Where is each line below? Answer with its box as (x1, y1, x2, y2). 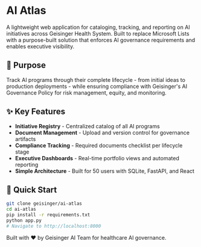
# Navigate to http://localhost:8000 (6, 223, 101, 229)
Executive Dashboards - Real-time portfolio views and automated (14, 154, 179, 161)
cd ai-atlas (6, 206, 36, 213)
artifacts (14, 135, 36, 142)
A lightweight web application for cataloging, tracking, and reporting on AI (6, 23, 190, 31)
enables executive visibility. (6, 43, 74, 50)
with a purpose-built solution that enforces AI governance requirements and (6, 36, 196, 43)
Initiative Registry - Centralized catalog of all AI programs (14, 122, 160, 130)
